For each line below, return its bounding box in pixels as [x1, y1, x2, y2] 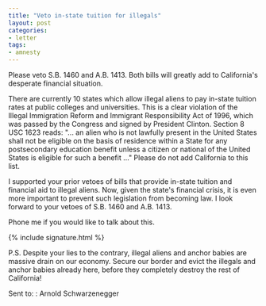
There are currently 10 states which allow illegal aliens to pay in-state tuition [8, 94, 256, 103]
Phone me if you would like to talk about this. [8, 217, 155, 227]
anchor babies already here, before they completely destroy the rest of [8, 265, 241, 274]
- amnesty [8, 48, 41, 56]
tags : [8, 41, 26, 49]
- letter [8, 33, 37, 42]
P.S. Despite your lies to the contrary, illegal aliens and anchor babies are [8, 248, 248, 258]
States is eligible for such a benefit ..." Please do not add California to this [8, 153, 249, 163]
